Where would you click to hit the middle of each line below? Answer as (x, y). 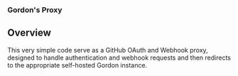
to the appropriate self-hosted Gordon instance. (77, 65)
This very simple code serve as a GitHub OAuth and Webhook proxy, (108, 50)
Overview (29, 33)
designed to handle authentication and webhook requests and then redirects (119, 58)
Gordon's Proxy (35, 10)
